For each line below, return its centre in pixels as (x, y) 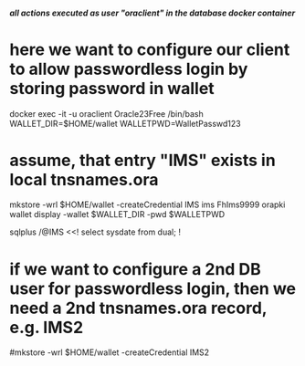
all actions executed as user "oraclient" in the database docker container (152, 13)
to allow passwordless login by (129, 69)
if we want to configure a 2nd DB (136, 269)
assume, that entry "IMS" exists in (142, 160)
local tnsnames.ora (84, 179)
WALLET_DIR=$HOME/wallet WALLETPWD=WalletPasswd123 (126, 123)
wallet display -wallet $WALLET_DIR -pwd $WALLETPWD (117, 214)
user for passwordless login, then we (153, 288)
